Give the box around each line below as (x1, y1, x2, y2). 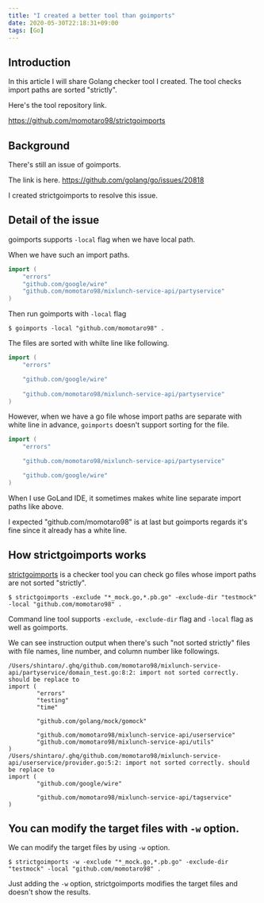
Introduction (8, 55, 71, 69)
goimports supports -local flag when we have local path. (8, 235, 196, 244)
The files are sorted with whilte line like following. (8, 339, 170, 348)
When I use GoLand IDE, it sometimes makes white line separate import (8, 493, 242, 503)
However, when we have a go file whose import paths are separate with (8, 411, 243, 421)
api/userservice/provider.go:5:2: (8, 759, 123, 767)
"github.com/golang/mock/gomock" (36, 717, 147, 725)
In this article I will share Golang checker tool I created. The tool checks (8, 77, 242, 86)
